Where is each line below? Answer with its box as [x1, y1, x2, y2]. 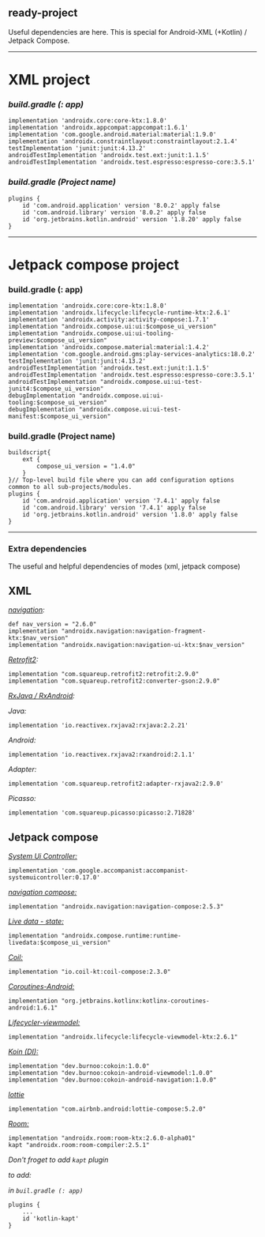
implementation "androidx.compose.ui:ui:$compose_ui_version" [8, 323, 217, 331]
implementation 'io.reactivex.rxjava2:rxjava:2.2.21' [8, 722, 189, 730]
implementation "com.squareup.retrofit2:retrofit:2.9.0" [8, 671, 200, 679]
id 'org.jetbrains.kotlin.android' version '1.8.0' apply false [22, 511, 238, 519]
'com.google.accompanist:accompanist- [61, 867, 189, 875]
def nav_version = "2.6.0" [8, 620, 97, 629]
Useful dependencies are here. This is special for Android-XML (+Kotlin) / [8, 27, 248, 36]
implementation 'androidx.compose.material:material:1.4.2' [8, 344, 211, 352]
